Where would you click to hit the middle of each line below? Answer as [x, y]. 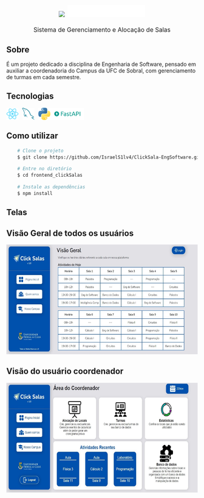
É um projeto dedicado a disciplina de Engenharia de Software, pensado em [101, 64]
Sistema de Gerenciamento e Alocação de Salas [102, 30]
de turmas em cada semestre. [44, 77]
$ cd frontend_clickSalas [50, 176]
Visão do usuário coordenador [65, 372]
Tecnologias [30, 96]
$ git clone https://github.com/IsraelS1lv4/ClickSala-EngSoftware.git [110, 157]
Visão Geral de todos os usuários [70, 233]
